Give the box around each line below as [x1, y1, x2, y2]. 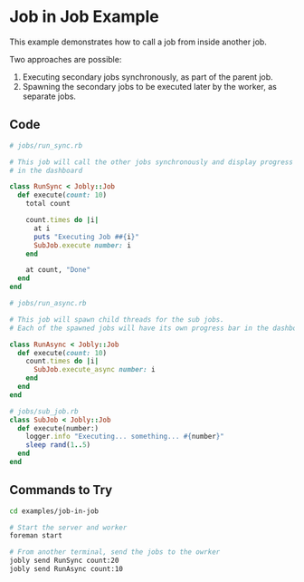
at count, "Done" [25, 266, 91, 275]
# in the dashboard [9, 166, 83, 175]
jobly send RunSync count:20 [9, 556, 119, 566]
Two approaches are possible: [9, 53, 122, 64]
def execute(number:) [17, 423, 100, 432]
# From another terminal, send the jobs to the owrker [9, 548, 221, 557]
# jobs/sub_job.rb [9, 406, 79, 416]
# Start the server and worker [9, 523, 128, 532]
